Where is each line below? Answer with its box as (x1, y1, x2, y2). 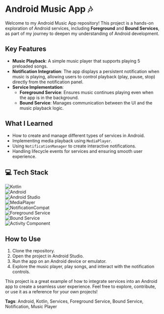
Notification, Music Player (5, 304, 57, 310)
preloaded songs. (12, 63, 48, 69)
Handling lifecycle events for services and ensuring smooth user (12, 148, 143, 154)
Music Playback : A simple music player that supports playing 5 (12, 58, 140, 64)
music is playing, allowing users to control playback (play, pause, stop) (12, 73, 156, 79)
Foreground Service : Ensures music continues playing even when (19, 89, 154, 95)
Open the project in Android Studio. (12, 253, 84, 259)
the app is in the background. (19, 95, 79, 101)
